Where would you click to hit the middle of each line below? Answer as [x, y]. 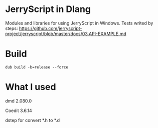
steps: [12, 28]
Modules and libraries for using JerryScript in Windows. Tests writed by [79, 23]
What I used [31, 87]
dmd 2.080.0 [19, 100]
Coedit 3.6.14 [19, 110]
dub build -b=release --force [37, 67]
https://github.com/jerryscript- [50, 28]
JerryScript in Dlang [48, 9]
